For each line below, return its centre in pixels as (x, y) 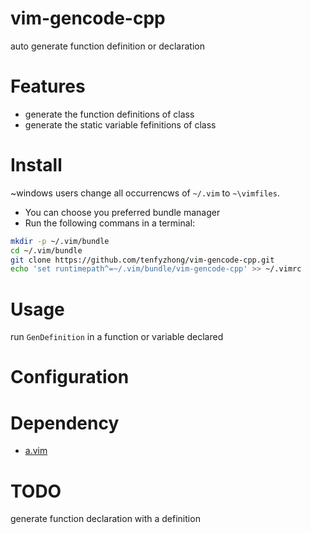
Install (36, 165)
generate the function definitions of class (109, 114)
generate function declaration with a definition (105, 519)
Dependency (65, 423)
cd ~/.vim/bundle (46, 250)
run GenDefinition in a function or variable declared (117, 337)
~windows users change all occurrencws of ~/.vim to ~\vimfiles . (145, 193)
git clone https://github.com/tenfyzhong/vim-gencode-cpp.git (142, 260)
